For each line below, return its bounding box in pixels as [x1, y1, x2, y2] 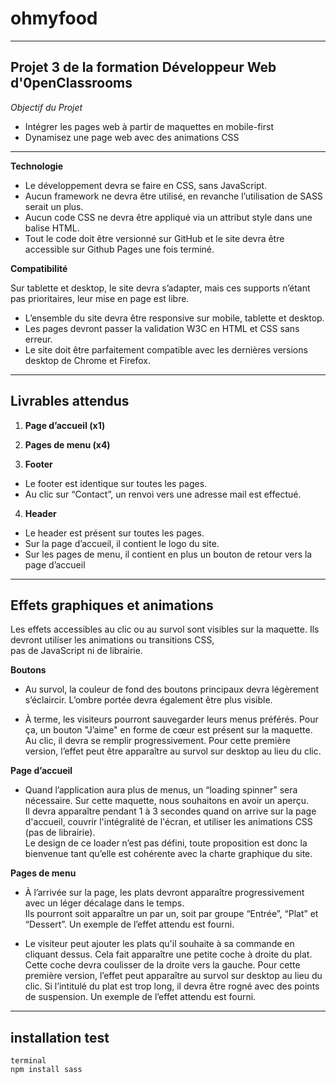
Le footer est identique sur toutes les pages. [24, 477, 208, 489]
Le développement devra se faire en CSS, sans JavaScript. [24, 179, 268, 191]
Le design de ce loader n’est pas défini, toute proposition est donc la [24, 837, 308, 849]
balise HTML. [24, 222, 80, 234]
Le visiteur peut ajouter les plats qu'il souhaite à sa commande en [24, 938, 295, 950]
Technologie [10, 160, 64, 172]
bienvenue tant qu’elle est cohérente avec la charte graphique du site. [24, 848, 313, 860]
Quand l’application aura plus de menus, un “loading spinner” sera [24, 784, 298, 796]
